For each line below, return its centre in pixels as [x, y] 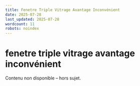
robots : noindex [22, 29]
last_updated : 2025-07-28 [32, 19]
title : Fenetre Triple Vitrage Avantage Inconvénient [63, 10]
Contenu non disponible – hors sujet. [43, 78]
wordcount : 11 [20, 24]
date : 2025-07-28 [23, 15]
